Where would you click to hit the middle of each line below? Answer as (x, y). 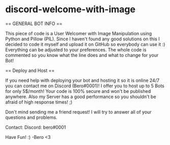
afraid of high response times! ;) (39, 102)
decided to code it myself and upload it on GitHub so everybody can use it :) (85, 44)
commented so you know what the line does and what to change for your (82, 55)
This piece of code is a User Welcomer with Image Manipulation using (79, 33)
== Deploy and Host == (30, 70)
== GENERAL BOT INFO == (34, 23)
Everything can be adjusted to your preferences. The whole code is (76, 50)
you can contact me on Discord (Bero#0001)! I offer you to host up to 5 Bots (85, 86)
